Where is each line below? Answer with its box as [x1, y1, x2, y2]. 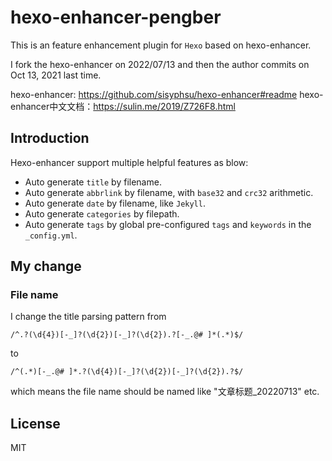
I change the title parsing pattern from [10, 311, 167, 323]
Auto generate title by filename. [24, 176, 162, 188]
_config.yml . [24, 229, 78, 241]
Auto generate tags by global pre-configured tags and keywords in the [24, 218, 312, 230]
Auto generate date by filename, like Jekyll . [24, 197, 206, 209]
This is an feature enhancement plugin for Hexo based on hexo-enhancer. [10, 39, 312, 51]
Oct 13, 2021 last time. [10, 69, 102, 81]
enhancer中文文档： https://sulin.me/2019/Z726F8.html [10, 100, 236, 112]
